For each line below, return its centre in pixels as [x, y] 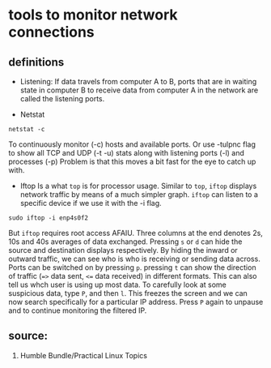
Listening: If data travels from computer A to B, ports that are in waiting [138, 81]
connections [51, 32]
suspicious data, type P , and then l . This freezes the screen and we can [128, 293]
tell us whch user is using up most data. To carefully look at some [117, 285]
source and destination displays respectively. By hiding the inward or [123, 250]
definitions [36, 62]
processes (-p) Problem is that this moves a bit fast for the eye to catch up [132, 161]
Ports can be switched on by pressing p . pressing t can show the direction [132, 267]
